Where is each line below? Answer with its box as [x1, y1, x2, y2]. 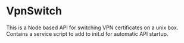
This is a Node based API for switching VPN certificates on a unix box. [6, 24, 179, 31]
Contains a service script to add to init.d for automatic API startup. [6, 30, 169, 37]
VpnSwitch [6, 4, 63, 18]
